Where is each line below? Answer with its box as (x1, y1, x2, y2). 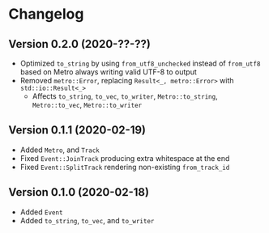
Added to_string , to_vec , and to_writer (19, 215, 155, 225)
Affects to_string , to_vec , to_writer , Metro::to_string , (32, 91, 218, 101)
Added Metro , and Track (19, 145, 100, 155)
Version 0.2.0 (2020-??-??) (8, 37, 152, 51)
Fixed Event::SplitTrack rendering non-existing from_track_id (19, 162, 230, 172)
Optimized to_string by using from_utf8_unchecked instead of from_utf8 (19, 58, 261, 68)
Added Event (19, 207, 63, 217)
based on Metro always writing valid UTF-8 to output (19, 67, 197, 77)
